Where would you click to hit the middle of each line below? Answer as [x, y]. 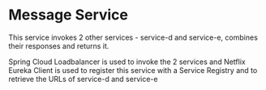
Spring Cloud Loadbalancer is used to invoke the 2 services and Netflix [127, 62]
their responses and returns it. [59, 45]
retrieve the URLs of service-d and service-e [83, 79]
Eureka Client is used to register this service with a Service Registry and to [133, 70]
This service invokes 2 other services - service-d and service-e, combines [133, 37]
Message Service [68, 15]
